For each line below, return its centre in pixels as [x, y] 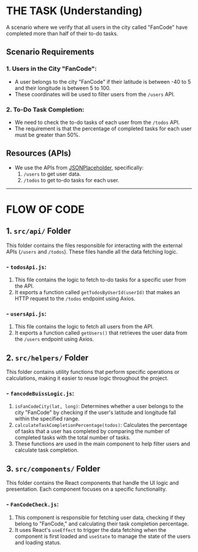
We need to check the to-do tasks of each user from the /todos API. [97, 122]
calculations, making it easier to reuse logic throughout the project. [88, 378]
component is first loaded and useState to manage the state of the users [103, 536]
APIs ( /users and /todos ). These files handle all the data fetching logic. [92, 251]
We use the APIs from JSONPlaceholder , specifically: [79, 167]
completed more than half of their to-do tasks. [62, 33]
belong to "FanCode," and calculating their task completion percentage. [102, 524]
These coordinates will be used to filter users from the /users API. [95, 94]
